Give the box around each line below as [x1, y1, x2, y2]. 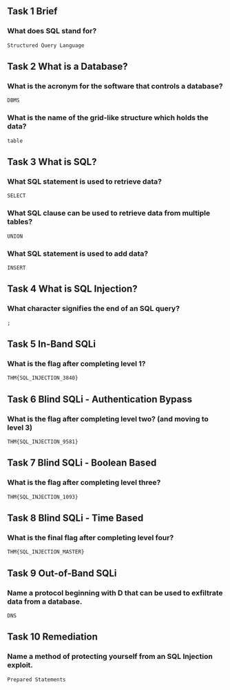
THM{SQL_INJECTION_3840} [7, 374, 79, 382]
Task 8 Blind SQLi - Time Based [7, 512, 144, 524]
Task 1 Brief [7, 6, 58, 17]
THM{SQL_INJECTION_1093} [7, 493, 79, 500]
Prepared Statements [7, 676, 67, 683]
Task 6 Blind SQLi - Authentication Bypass [7, 393, 193, 405]
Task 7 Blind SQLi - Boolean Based [7, 457, 157, 469]
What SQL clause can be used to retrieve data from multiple [7, 209, 211, 218]
